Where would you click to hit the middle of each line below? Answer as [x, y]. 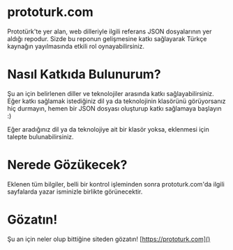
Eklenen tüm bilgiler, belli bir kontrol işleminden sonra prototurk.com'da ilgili [116, 184]
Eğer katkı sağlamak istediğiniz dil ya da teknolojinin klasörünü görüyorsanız [116, 101]
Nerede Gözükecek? [67, 165]
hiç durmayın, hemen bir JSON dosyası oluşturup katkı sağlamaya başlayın [114, 108]
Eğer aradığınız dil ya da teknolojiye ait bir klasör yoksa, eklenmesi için [108, 129]
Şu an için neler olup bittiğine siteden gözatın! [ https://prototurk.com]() [109, 239]
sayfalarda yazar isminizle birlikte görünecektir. [75, 192]
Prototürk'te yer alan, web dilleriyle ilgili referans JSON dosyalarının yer [110, 31]
